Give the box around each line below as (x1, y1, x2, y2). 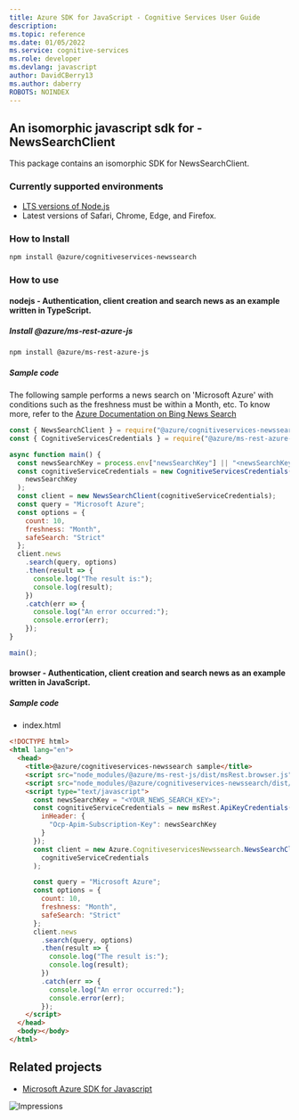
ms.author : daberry (9, 79, 82, 88)
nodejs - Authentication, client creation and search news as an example (9, 296, 280, 307)
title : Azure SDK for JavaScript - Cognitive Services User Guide (9, 12, 261, 22)
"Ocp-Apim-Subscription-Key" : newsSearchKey (48, 821, 217, 830)
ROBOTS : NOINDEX (9, 87, 69, 96)
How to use (9, 274, 60, 286)
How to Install (9, 233, 69, 245)
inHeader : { (41, 812, 86, 821)
